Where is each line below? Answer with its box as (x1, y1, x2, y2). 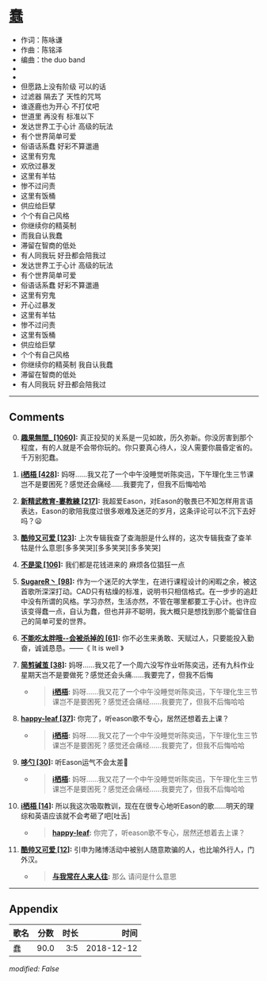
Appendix (9, 902, 59, 916)
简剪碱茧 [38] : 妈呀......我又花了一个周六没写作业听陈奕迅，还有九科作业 (20, 660, 254, 670)
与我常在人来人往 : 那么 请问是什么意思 (51, 871, 177, 881)
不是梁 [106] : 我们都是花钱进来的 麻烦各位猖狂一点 (20, 559, 185, 569)
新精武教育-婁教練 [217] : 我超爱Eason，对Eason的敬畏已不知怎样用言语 (20, 496, 254, 505)
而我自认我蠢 (20, 230, 63, 240)
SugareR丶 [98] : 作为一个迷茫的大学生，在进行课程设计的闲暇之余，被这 (20, 577, 257, 586)
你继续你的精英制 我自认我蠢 (20, 359, 113, 369)
